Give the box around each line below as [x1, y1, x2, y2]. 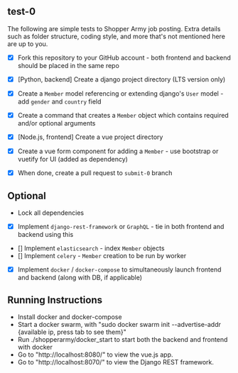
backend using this [17, 230, 74, 239]
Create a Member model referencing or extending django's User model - [17, 89, 224, 98]
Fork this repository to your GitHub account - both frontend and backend [17, 53, 231, 62]
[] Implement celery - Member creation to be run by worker [17, 252, 187, 260]
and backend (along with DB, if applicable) [17, 273, 143, 282]
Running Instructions [7, 294, 103, 306]
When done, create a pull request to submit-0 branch [17, 169, 173, 177]
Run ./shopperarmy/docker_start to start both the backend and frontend [17, 335, 228, 343]
